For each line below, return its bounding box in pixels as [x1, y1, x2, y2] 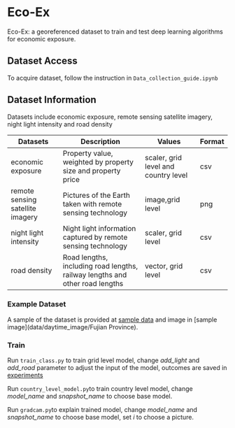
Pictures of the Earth [62, 190, 131, 200]
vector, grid [144, 261, 183, 271]
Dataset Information [7, 94, 97, 106]
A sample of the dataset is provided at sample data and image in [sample [7, 315, 218, 324]
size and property [62, 166, 121, 176]
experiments [7, 371, 43, 380]
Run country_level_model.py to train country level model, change [7, 385, 194, 393]
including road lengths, [62, 261, 138, 271]
